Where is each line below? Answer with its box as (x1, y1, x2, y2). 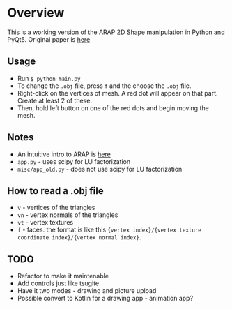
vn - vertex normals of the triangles (17, 211, 118, 219)
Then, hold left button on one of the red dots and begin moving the (17, 103, 209, 112)
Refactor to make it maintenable (17, 272, 109, 280)
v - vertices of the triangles (17, 204, 95, 212)
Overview (7, 5, 65, 21)
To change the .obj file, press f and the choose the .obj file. (17, 82, 192, 90)
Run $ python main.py (17, 74, 81, 82)
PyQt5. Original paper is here (7, 35, 91, 43)
